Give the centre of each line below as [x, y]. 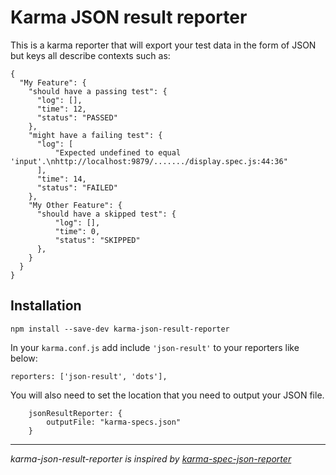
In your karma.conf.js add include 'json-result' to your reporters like [155, 347]
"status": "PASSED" [77, 117]
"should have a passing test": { [98, 91]
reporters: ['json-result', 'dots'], [89, 376]
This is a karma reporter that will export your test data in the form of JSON [163, 45]
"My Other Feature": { [75, 205]
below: [24, 358]
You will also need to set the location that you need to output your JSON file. [167, 395]
